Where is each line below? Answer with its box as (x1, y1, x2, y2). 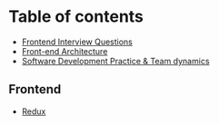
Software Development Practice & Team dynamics (21, 55, 210, 66)
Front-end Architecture (21, 45, 108, 56)
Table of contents (8, 6, 144, 27)
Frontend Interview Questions (21, 36, 133, 47)
